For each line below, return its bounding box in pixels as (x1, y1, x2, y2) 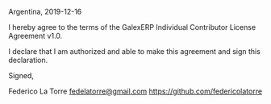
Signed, (8, 71, 34, 80)
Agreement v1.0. (8, 31, 63, 40)
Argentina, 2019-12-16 (8, 7, 82, 16)
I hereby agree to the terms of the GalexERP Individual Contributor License (8, 23, 256, 31)
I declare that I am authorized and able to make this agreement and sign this (8, 47, 261, 56)
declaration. (8, 56, 48, 64)
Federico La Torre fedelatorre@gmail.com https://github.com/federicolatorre (8, 86, 263, 96)
